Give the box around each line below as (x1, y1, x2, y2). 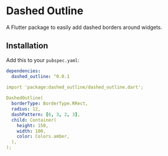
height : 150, (17, 122, 49, 128)
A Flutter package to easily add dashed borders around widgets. (6, 24, 163, 31)
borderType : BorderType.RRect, (11, 100, 88, 107)
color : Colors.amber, (17, 134, 70, 139)
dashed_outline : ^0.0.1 (11, 73, 70, 79)
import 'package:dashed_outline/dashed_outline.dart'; (6, 84, 144, 90)
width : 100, (17, 128, 46, 134)
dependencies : (6, 68, 41, 74)
